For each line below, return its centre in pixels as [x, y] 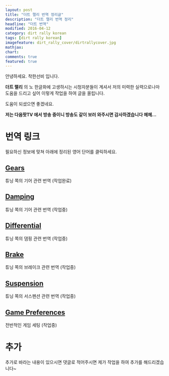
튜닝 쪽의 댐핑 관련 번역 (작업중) [37, 238]
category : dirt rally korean [36, 33]
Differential [23, 226]
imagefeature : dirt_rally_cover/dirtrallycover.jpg [61, 43]
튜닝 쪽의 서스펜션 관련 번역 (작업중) [41, 296]
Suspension [24, 283]
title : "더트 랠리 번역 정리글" [35, 15]
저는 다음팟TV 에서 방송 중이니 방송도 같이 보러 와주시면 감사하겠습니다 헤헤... [81, 115]
